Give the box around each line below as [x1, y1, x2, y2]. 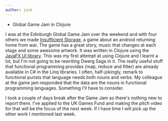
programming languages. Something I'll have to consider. [5, 85, 124, 91]
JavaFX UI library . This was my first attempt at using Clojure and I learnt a [5, 53, 158, 59]
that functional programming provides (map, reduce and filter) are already [5, 63, 159, 69]
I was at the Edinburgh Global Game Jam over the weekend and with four [5, 31, 157, 37]
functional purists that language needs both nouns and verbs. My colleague [5, 74, 163, 80]
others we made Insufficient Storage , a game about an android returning [5, 36, 155, 43]
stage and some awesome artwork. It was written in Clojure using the [5, 47, 149, 53]
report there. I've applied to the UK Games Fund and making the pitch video [5, 100, 162, 106]
